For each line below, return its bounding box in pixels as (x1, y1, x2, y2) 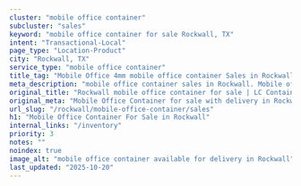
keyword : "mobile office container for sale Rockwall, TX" (9, 30, 235, 38)
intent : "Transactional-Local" (9, 38, 126, 47)
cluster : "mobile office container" (9, 13, 146, 22)
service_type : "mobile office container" (9, 63, 167, 72)
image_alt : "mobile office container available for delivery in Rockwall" (9, 154, 295, 164)
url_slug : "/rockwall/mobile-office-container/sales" (9, 105, 215, 114)
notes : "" (9, 138, 47, 147)
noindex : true (9, 146, 63, 155)
